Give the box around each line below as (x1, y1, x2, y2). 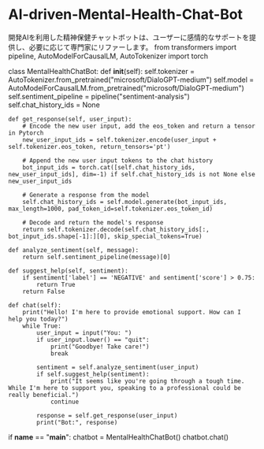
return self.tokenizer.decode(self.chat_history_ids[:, (22, 225, 210, 233)
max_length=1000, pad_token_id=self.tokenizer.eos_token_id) (8, 205, 214, 213)
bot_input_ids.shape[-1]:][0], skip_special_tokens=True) (8, 232, 203, 240)
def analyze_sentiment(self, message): (8, 246, 139, 254)
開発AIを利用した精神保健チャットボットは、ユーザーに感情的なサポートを (8, 32, 250, 42)
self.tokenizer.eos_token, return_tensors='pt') (8, 143, 171, 150)
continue (50, 398, 80, 406)
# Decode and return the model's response (22, 218, 164, 226)
